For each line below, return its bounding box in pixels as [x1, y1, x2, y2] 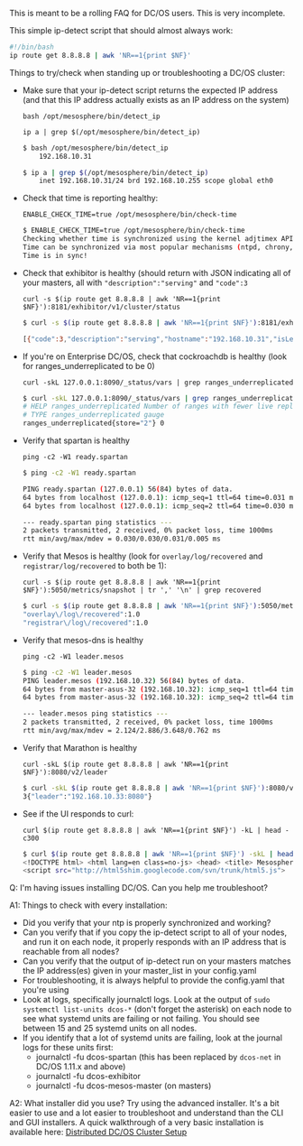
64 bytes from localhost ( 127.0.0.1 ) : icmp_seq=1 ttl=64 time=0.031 [22, 493, 286, 502]
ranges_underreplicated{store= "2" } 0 [22, 419, 165, 428]
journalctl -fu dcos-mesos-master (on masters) [35, 1080, 212, 1091]
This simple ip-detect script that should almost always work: [9, 25, 234, 35]
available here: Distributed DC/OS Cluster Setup [9, 1127, 188, 1138]
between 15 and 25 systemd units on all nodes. [22, 1023, 197, 1034]
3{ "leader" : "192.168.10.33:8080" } [22, 791, 152, 801]
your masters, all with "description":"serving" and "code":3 [22, 277, 248, 288]
